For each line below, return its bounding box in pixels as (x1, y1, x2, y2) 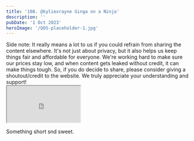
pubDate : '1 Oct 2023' (6, 19, 62, 25)
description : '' (6, 14, 46, 20)
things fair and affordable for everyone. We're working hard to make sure (6, 53, 183, 61)
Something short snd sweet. (6, 128, 75, 135)
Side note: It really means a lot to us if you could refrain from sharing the (6, 41, 182, 48)
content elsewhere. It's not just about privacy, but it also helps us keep (6, 48, 178, 55)
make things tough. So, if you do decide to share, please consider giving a (6, 66, 186, 73)
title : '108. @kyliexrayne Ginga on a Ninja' (6, 8, 119, 15)
